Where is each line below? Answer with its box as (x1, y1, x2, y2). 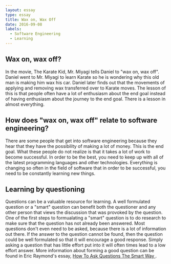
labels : (5, 27, 22, 32)
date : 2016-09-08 (5, 21, 42, 27)
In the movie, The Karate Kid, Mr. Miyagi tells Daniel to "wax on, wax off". (5, 69, 160, 75)
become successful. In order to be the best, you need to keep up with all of (5, 154, 164, 160)
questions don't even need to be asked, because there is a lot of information (5, 226, 166, 232)
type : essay (5, 12, 31, 17)
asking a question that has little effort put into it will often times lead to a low (5, 242, 166, 248)
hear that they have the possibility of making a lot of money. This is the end (5, 143, 164, 149)
